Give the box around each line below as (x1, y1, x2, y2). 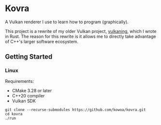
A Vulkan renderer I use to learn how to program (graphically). (5, 19, 129, 25)
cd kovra (5, 111, 23, 116)
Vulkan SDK (12, 98, 36, 104)
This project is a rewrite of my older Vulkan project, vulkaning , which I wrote (5, 28, 157, 34)
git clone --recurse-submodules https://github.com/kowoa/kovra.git (5, 107, 146, 112)
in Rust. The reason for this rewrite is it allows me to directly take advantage (5, 33, 156, 39)
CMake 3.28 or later (12, 88, 52, 94)
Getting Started (5, 53, 53, 61)
